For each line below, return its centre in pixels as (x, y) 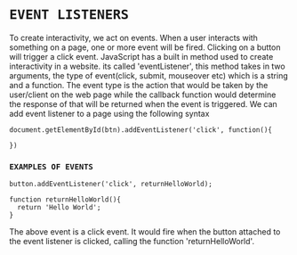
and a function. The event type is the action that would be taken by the (139, 85)
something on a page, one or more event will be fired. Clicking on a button (145, 47)
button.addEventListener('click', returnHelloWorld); (111, 185)
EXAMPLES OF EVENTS (51, 166)
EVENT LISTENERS (69, 15)
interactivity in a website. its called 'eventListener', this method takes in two (148, 66)
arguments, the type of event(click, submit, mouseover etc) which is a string (148, 75)
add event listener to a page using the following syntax (109, 113)
